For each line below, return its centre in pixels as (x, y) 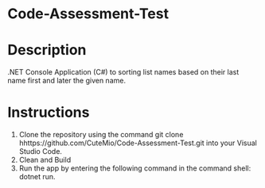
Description (47, 50)
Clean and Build (45, 160)
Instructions (49, 113)
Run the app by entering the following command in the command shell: (135, 168)
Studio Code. (41, 152)
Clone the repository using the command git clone (101, 135)
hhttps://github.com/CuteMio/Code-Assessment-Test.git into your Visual (138, 143)
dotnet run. (37, 177)
